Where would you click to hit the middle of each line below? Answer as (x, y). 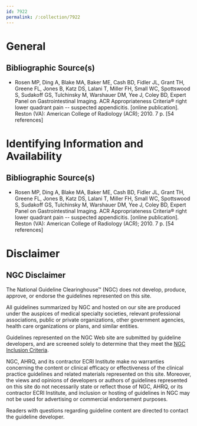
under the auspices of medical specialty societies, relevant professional (93, 313)
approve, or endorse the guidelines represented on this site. (79, 296)
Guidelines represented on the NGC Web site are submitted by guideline (93, 337)
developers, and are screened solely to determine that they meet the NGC (96, 343)
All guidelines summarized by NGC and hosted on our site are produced (93, 307)
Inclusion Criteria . (27, 350)
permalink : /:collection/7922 (43, 17)
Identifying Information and (75, 144)
